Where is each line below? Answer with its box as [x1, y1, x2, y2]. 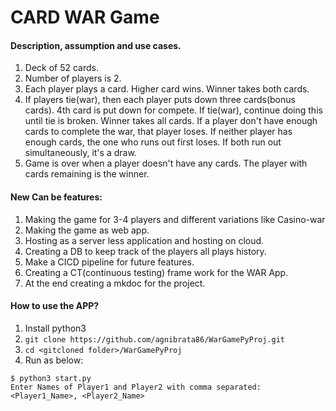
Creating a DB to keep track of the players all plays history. [24, 245, 267, 257]
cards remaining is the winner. [24, 168, 150, 180]
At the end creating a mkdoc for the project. [24, 277, 206, 289]
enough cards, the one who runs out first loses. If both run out [24, 136, 282, 148]
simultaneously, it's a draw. [24, 147, 137, 159]
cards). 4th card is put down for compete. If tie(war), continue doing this [24, 104, 323, 116]
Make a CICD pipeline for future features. [24, 256, 195, 268]
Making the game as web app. [24, 224, 150, 236]
